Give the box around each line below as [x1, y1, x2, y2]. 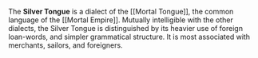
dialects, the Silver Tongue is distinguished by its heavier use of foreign [8, 24, 244, 33]
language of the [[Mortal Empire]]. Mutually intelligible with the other [8, 15, 233, 25]
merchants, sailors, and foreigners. [8, 41, 123, 50]
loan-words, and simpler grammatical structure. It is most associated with [8, 32, 250, 41]
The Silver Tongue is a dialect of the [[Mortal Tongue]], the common [8, 7, 234, 16]
